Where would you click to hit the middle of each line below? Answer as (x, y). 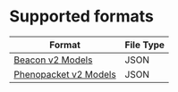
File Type (145, 45)
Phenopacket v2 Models (65, 74)
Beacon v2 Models (53, 60)
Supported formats (81, 17)
